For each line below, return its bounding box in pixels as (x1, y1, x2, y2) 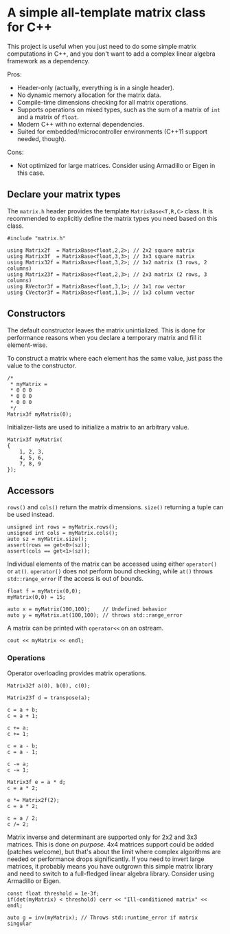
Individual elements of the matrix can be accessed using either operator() (7, 560, 218, 569)
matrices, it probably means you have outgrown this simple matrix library (7, 862, 214, 870)
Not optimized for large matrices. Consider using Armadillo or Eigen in (16, 161, 216, 169)
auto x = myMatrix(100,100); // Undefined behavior (7, 606, 168, 613)
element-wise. (7, 341, 48, 349)
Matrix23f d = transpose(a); (7, 694, 91, 701)
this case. (16, 169, 45, 177)
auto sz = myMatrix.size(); (7, 535, 88, 543)
